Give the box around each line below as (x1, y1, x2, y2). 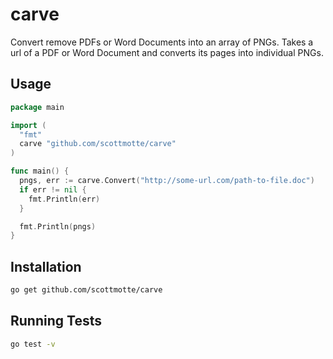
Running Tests (10, 313, 102, 330)
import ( (10, 120, 47, 130)
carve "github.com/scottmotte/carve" (19, 139, 177, 149)
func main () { (10, 166, 70, 177)
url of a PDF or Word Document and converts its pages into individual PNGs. (10, 46, 324, 58)
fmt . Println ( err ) (28, 194, 101, 204)
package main (10, 102, 65, 112)
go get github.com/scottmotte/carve (10, 285, 163, 295)
